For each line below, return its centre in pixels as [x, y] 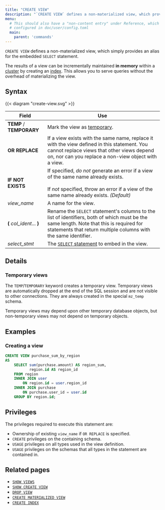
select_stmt [21, 244]
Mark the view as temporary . [81, 127]
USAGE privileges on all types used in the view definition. [68, 444]
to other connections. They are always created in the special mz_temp [74, 296]
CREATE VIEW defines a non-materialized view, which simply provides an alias [82, 51]
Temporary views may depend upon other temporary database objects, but [81, 311]
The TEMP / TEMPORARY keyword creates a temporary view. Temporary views [79, 286]
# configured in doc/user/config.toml [49, 28]
